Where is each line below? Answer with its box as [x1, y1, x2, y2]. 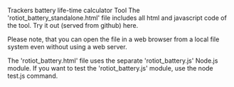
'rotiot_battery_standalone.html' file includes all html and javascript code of [7, 14, 228, 22]
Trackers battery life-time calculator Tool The [7, 6, 140, 14]
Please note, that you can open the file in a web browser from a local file [7, 35, 220, 43]
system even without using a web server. [7, 43, 127, 51]
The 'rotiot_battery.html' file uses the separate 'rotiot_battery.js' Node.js [7, 56, 218, 65]
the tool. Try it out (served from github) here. [7, 21, 139, 29]
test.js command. [7, 71, 58, 80]
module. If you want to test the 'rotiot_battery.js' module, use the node [7, 64, 213, 72]
